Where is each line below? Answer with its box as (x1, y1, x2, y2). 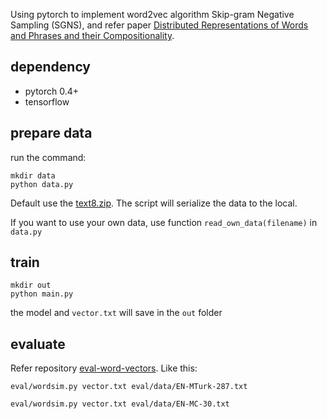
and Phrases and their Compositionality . (10, 30, 175, 41)
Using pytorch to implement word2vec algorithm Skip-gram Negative (10, 9, 295, 20)
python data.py (10, 179, 74, 189)
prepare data (10, 125, 93, 142)
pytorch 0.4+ (24, 85, 80, 97)
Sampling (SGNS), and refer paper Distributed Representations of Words (10, 19, 309, 31)
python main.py (10, 289, 74, 299)
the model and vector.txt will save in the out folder (10, 307, 223, 319)
